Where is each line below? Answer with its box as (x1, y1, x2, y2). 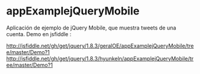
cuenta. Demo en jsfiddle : (6, 30, 72, 37)
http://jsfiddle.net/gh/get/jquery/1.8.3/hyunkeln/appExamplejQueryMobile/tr (6, 55, 194, 62)
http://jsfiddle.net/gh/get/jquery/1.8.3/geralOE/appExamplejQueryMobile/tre (6, 42, 194, 49)
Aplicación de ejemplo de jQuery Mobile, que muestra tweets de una (6, 24, 177, 31)
